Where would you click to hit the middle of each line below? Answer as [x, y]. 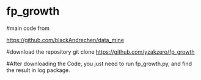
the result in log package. [38, 70]
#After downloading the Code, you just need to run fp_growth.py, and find [99, 64]
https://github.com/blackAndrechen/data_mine [65, 40]
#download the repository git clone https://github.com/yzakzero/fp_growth [100, 52]
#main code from [28, 28]
